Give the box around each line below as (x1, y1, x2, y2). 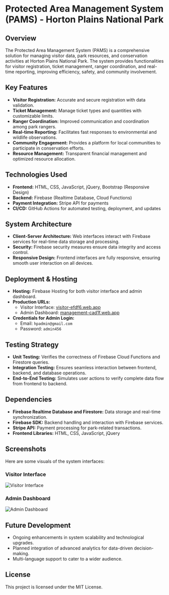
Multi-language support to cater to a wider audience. (12, 556, 123, 562)
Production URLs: (12, 299, 50, 305)
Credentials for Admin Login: (12, 315, 75, 321)
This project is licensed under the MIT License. (5, 584, 103, 590)
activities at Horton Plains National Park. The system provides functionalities (5, 58, 164, 64)
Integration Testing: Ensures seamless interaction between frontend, (12, 365, 157, 371)
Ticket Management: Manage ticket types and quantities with (12, 107, 142, 114)
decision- (134, 545, 154, 551)
